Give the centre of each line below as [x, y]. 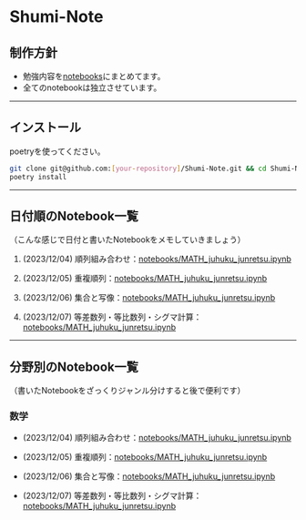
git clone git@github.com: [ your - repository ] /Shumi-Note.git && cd [138, 168]
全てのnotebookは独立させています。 [92, 87]
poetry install [38, 177]
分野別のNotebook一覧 [74, 367]
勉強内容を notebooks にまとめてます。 [94, 76]
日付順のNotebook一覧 [74, 216]
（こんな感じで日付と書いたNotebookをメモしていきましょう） [127, 240]
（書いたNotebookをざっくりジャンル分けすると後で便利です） [127, 391]
